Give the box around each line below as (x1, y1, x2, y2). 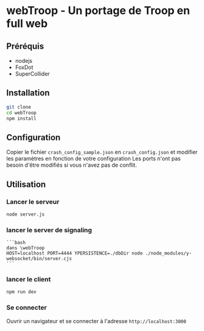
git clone (6, 104, 32, 110)
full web (6, 16, 48, 31)
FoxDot (15, 64, 33, 71)
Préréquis (6, 41, 44, 51)
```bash (6, 239, 26, 246)
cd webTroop (6, 109, 37, 116)
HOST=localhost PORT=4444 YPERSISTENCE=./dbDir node (6, 250, 143, 256)
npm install (6, 115, 37, 122)
